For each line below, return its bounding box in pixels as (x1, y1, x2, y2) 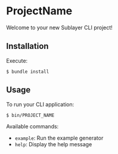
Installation (6, 41, 49, 51)
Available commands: (6, 122, 59, 130)
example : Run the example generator (14, 134, 104, 141)
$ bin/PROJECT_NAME (6, 112, 55, 118)
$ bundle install (6, 69, 49, 75)
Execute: (6, 57, 28, 64)
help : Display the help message (14, 140, 92, 147)
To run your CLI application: (6, 100, 74, 108)
